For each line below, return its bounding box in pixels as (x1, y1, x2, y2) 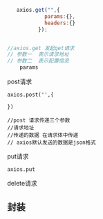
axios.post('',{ (7, 91, 54, 98)
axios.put (7, 166, 36, 173)
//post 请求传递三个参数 (7, 117, 71, 124)
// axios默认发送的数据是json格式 (7, 139, 96, 146)
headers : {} (44, 19, 76, 26)
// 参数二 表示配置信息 (7, 58, 69, 65)
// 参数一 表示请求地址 (7, 51, 69, 58)
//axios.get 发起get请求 (7, 44, 75, 51)
